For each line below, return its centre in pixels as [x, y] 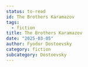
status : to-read [26, 11]
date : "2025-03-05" [30, 38]
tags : [13, 22]
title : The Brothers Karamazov [44, 33]
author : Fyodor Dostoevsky [39, 44]
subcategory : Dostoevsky [36, 55]
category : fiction [28, 50]
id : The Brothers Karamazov [40, 17]
